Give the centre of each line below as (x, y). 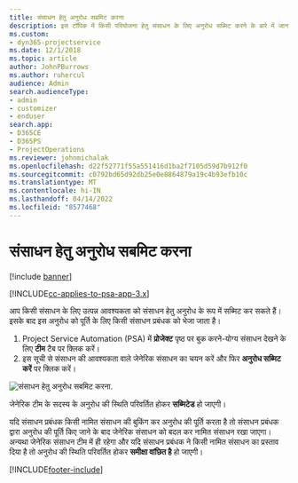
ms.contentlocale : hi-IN (55, 191)
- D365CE (25, 133)
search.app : (31, 125)
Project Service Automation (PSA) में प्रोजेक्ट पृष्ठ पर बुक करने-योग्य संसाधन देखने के (154, 338)
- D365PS (25, 141)
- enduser (27, 116)
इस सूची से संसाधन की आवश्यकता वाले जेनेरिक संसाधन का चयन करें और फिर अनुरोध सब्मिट (151, 358)
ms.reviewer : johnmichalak (59, 158)
